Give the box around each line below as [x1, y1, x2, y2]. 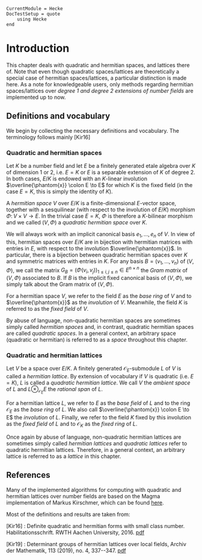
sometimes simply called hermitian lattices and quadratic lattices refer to [6, 439, 188, 447]
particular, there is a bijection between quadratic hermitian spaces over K [6, 251, 188, 258]
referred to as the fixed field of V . [6, 305, 89, 313]
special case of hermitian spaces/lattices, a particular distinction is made [6, 74, 187, 81]
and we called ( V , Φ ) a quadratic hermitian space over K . [6, 219, 147, 226]
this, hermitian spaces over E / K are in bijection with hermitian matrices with [6, 238, 193, 246]
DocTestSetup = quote [6, 11, 61, 17]
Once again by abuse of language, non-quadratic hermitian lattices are [6, 433, 182, 441]
